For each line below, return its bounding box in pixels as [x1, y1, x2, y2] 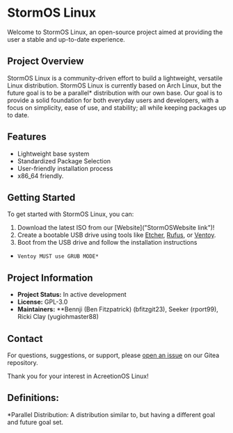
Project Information [7, 272, 93, 284]
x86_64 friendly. [17, 172, 64, 180]
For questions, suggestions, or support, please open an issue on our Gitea [7, 351, 220, 359]
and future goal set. [7, 418, 64, 426]
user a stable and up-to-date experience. [7, 35, 125, 43]
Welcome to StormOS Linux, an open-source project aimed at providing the [7, 28, 223, 36]
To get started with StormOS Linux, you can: [7, 210, 134, 218]
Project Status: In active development [17, 291, 127, 299]
